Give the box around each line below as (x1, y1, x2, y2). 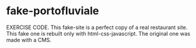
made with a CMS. (6, 36, 52, 43)
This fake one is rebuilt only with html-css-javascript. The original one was (6, 30, 191, 37)
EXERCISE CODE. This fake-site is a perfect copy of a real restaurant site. (6, 24, 188, 31)
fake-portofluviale (6, 4, 99, 18)
